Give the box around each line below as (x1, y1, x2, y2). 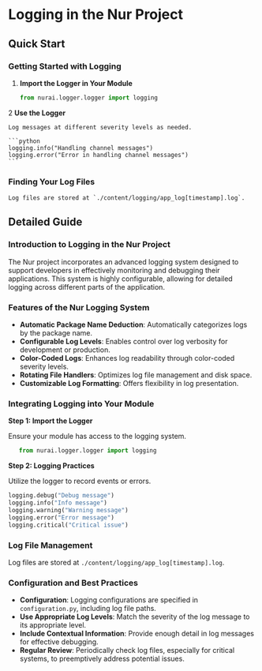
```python (8, 137, 41, 145)
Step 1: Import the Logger (8, 416, 93, 425)
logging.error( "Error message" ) (8, 513, 114, 522)
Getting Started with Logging (8, 61, 122, 72)
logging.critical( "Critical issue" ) (8, 521, 129, 529)
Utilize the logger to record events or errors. (8, 476, 152, 486)
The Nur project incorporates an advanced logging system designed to (8, 257, 239, 266)
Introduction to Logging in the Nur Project (8, 239, 171, 250)
